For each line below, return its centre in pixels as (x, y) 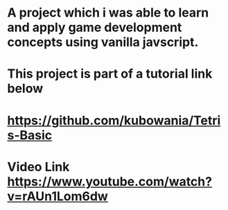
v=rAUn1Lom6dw (58, 196)
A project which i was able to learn (108, 13)
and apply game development (95, 27)
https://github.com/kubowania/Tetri (114, 120)
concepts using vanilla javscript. (103, 42)
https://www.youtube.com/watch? (110, 181)
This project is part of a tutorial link (110, 74)
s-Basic (30, 135)
